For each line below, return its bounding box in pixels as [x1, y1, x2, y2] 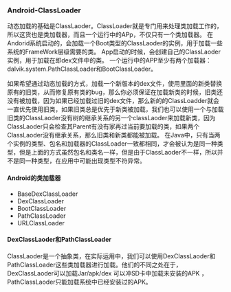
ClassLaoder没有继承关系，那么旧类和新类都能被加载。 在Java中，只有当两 [7, 131, 221, 139]
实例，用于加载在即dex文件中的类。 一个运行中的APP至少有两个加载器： [7, 56, 212, 65]
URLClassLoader [16, 218, 65, 227]
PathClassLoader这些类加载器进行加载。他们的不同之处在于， [7, 260, 182, 269]
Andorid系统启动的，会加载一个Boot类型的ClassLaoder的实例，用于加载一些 [7, 39, 223, 47]
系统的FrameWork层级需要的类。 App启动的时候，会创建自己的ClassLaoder [7, 47, 221, 56]
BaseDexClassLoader [16, 190, 78, 198]
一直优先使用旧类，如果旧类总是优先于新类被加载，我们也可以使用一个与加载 [7, 105, 224, 113]
